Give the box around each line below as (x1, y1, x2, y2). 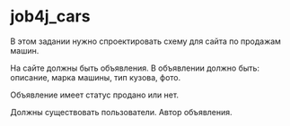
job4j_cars (10, 6, 91, 27)
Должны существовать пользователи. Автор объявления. (10, 106, 233, 117)
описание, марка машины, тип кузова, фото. (10, 71, 181, 82)
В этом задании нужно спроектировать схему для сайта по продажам (10, 36, 282, 46)
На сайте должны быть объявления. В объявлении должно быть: (10, 63, 259, 73)
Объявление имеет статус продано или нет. (10, 89, 179, 100)
